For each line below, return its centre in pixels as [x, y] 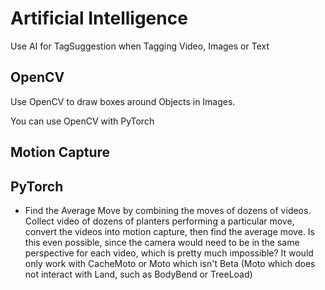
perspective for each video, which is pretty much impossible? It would [169, 253]
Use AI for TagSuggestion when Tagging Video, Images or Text [140, 46]
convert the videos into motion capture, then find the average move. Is [169, 231]
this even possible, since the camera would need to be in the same [162, 242]
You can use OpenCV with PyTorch [82, 121]
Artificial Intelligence [99, 18]
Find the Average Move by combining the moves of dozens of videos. [168, 210]
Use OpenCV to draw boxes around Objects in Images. [123, 101]
